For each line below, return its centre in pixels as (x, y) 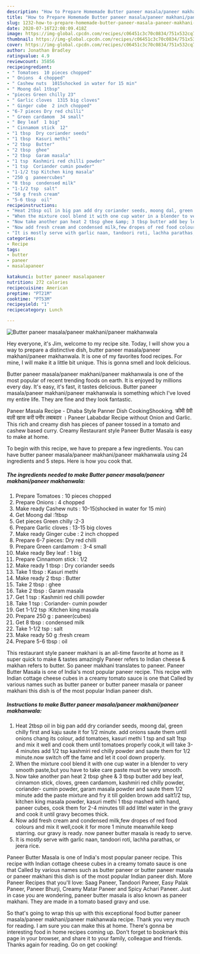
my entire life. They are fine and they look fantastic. (70, 399)
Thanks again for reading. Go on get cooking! (62, 944)
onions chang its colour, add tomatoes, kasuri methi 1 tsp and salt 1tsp (101, 738)
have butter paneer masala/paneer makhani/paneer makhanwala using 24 (97, 455)
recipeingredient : (29, 67)
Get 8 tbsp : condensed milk (50, 622)
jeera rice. (28, 846)
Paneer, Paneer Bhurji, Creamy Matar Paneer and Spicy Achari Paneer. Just (99, 889)
